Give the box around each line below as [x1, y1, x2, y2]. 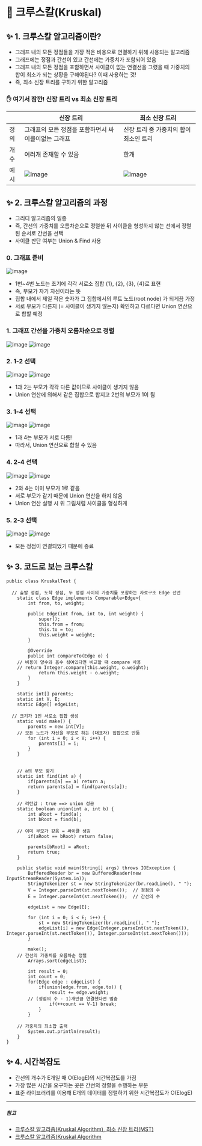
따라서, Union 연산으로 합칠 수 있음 [14, 442, 97, 449]
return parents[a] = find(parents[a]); [28, 783, 128, 790]
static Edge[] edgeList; [17, 701, 79, 707]
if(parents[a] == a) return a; [28, 778, 106, 784]
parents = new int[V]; [28, 723, 85, 730]
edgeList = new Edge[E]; [28, 904, 90, 910]
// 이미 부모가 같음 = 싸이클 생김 [17, 828, 91, 834]
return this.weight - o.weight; [38, 670, 120, 676]
